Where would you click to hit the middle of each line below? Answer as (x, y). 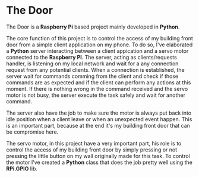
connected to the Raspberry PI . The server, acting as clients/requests (91, 57)
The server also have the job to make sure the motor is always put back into (99, 113)
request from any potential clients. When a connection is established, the (96, 69)
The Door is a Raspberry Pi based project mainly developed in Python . (93, 27)
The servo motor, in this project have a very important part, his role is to (94, 143)
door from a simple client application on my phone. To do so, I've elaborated (99, 45)
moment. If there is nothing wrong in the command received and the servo (97, 88)
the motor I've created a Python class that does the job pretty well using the (99, 162)
